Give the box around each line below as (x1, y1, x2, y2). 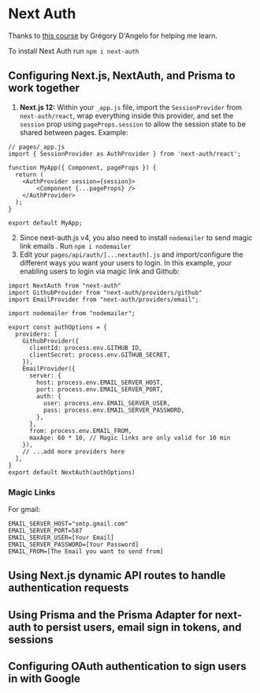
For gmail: (8, 505, 41, 514)
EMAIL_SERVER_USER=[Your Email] (8, 534, 114, 542)
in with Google (8, 672, 81, 686)
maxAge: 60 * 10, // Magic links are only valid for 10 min (28, 434, 231, 442)
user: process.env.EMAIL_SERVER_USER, (43, 399, 171, 407)
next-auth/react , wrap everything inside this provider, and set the (19, 111, 234, 120)
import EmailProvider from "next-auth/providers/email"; (8, 296, 199, 303)
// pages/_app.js (8, 143, 65, 151)
